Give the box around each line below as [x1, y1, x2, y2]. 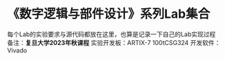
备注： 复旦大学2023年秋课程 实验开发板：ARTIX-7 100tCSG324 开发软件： [7, 38, 221, 46]
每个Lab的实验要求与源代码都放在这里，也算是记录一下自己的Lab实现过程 [7, 30, 216, 38]
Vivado [7, 46, 28, 55]
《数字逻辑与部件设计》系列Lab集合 [7, 6, 211, 22]
